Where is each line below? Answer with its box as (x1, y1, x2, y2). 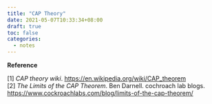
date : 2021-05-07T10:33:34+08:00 (7, 17, 103, 23)
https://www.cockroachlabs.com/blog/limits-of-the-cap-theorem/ (7, 89, 194, 97)
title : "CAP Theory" (7, 10, 67, 17)
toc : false (7, 29, 39, 37)
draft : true (7, 23, 41, 30)
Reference (7, 61, 38, 69)
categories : (7, 36, 41, 43)
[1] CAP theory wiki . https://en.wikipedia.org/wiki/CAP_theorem (7, 74, 187, 83)
